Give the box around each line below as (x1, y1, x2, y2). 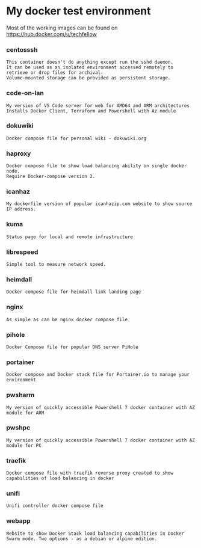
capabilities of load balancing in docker (6, 475, 114, 482)
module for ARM (6, 410, 45, 416)
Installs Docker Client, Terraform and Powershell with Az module (6, 108, 176, 114)
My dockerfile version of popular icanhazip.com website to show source (6, 201, 193, 207)
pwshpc (6, 423, 31, 432)
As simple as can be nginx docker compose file (6, 316, 128, 322)
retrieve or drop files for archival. (6, 70, 104, 76)
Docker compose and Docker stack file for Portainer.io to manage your (6, 372, 190, 378)
